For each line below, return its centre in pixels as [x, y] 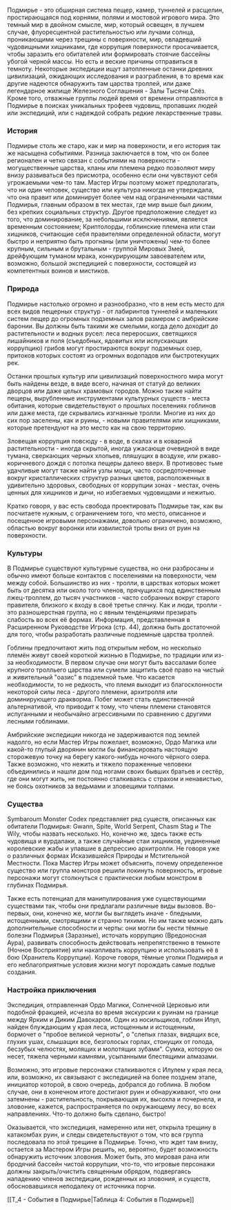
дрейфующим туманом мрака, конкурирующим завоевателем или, [107, 256]
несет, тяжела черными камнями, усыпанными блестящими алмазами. [113, 1056]
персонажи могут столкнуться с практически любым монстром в [105, 878]
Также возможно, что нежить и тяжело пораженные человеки [99, 764]
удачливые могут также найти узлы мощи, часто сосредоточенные [107, 470]
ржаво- [210, 455]
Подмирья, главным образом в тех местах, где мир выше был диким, [110, 205]
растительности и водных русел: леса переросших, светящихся [102, 333]
